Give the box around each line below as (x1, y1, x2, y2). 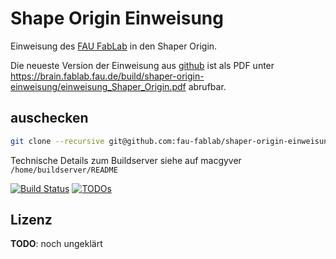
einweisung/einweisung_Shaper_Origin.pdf (10, 80, 187, 92)
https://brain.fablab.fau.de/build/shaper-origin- (10, 70, 205, 82)
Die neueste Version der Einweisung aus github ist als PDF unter (10, 59, 275, 71)
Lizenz (10, 212, 53, 229)
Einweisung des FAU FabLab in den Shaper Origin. (10, 40, 218, 52)
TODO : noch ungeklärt (10, 238, 103, 250)
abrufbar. (188, 80, 227, 92)
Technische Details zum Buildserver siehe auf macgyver (10, 154, 242, 166)
